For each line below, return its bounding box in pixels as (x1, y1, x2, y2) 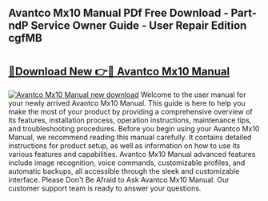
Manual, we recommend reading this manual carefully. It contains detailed (8, 132, 252, 142)
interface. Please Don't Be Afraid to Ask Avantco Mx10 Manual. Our (8, 175, 230, 184)
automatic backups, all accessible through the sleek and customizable (8, 167, 240, 175)
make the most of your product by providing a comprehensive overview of (8, 107, 254, 116)
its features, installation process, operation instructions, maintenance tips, (8, 115, 252, 125)
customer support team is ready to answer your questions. (8, 183, 202, 193)
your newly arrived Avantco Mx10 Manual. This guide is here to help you (8, 98, 246, 107)
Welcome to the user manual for (140, 90, 246, 99)
